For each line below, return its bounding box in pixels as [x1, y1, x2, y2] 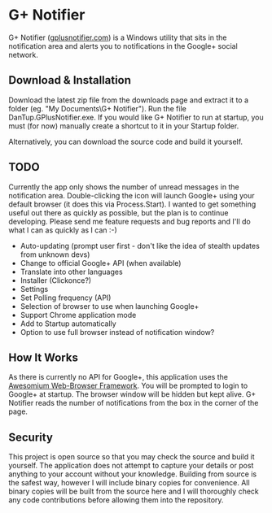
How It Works [8, 350, 79, 364]
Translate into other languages [20, 267, 124, 276]
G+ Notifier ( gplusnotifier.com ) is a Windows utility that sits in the [8, 33, 227, 42]
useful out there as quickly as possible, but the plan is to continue [8, 207, 229, 217]
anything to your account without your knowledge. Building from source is [8, 469, 257, 479]
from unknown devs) [20, 250, 90, 259]
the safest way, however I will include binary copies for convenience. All [8, 478, 250, 488]
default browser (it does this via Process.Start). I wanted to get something [8, 199, 257, 209]
